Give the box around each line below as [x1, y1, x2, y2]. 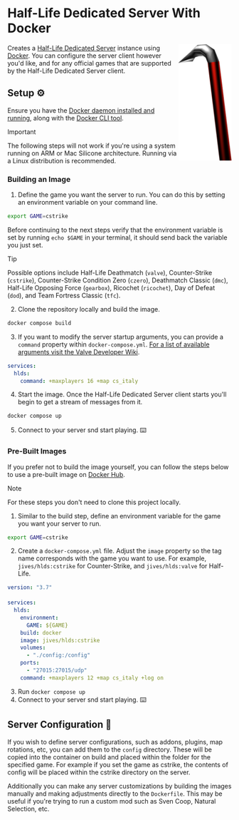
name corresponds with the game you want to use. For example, [17, 554, 207, 563]
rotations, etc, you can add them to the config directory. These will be [7, 745, 212, 754]
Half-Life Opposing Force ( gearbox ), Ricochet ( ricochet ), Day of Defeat [7, 283, 216, 292]
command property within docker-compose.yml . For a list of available [17, 340, 210, 349]
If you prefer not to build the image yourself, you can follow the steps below [7, 462, 229, 471]
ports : [20, 660, 40, 667]
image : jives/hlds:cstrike [20, 637, 100, 644]
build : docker [20, 629, 62, 636]
